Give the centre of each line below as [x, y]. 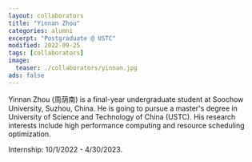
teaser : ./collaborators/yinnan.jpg [76, 68]
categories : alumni [41, 30]
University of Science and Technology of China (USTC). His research [122, 116]
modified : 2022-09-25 [44, 46]
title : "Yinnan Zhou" [44, 23]
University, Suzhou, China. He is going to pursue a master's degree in [123, 108]
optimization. [30, 134]
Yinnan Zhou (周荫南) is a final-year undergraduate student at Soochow [126, 99]
